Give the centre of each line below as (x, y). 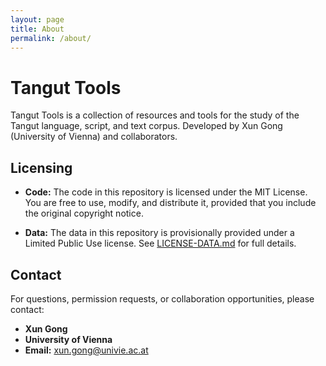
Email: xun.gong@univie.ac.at (86, 350)
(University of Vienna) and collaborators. (94, 137)
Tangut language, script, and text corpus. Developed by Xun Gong (146, 126)
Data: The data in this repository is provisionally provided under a (159, 233)
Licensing (41, 167)
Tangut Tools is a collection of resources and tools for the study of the (155, 115)
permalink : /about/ (51, 38)
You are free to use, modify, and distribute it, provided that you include (170, 203)
